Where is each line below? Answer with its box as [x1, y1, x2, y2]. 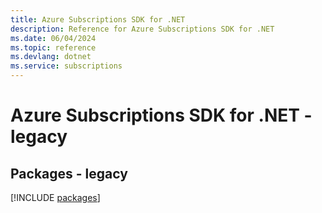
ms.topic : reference [10, 42, 97, 53]
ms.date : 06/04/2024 [10, 33, 97, 43]
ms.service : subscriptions [10, 61, 123, 71]
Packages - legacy [10, 165, 128, 182]
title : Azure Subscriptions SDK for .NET [10, 14, 186, 25]
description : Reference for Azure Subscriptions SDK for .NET [10, 24, 275, 34]
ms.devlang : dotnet [10, 52, 92, 62]
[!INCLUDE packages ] [10, 192, 101, 203]
